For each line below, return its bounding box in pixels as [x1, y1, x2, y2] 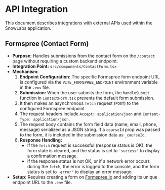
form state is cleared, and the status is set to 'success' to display [27, 147, 160, 153]
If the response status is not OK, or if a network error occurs [27, 158, 150, 164]
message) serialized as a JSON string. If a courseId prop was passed [19, 127, 161, 132]
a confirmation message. [27, 153, 78, 159]
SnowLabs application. [5, 25, 51, 31]
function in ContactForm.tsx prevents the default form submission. [19, 95, 155, 101]
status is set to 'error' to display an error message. [27, 169, 133, 175]
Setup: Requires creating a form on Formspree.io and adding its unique [12, 174, 158, 180]
